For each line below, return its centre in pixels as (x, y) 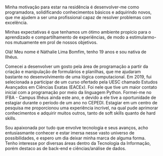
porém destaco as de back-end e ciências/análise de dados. (66, 148)
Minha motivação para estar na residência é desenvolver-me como (72, 7)
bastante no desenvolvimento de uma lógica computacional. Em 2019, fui (78, 77)
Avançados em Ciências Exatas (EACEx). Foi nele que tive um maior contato (81, 87)
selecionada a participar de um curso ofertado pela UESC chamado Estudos (81, 82)
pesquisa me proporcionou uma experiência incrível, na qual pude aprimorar (82, 108)
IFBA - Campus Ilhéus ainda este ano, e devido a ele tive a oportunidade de (81, 97)
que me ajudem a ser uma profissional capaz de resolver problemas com (78, 17)
